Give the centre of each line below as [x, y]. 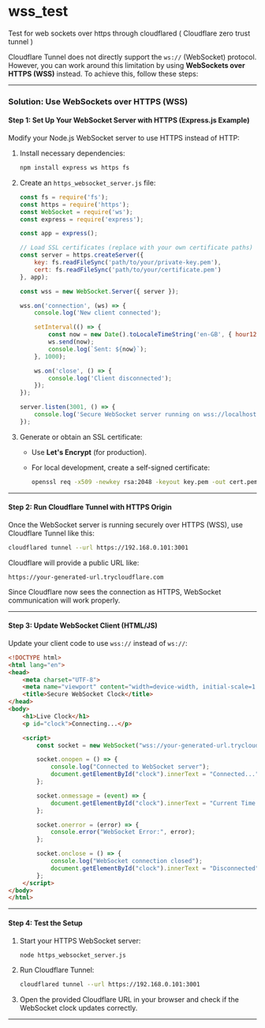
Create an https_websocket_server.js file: [88, 182]
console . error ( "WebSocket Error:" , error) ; [123, 832]
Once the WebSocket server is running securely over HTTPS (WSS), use [125, 524]
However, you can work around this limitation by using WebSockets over [127, 65]
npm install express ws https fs [75, 168]
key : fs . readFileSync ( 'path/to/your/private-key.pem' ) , [128, 263]
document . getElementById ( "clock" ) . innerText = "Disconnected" [155, 868]
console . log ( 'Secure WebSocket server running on [117, 415]
